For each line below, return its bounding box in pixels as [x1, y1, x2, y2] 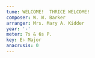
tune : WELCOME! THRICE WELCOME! [6, 8, 90, 15]
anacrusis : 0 [6, 43, 39, 49]
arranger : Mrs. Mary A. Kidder [6, 20, 85, 26]
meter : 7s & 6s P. [6, 31, 52, 37]
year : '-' [6, 25, 31, 32]
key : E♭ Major [6, 37, 42, 43]
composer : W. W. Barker [6, 14, 66, 21]
